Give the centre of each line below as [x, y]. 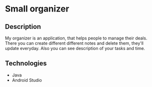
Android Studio [27, 80]
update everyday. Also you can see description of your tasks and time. [75, 48]
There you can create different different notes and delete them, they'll [74, 43]
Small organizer [37, 9]
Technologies [26, 63]
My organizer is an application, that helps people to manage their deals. [76, 38]
